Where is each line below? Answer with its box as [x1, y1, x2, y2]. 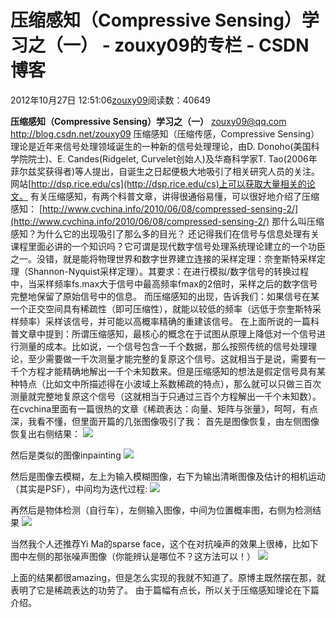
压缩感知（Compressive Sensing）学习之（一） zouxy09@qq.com [10, 115, 287, 127]
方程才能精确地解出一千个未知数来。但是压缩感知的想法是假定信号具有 [27, 365, 317, 377]
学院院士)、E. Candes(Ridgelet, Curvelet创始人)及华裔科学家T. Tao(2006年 [10, 152, 318, 165]
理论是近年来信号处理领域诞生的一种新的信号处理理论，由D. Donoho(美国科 [10, 140, 320, 152]
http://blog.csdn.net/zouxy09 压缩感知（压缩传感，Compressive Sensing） [10, 127, 320, 140]
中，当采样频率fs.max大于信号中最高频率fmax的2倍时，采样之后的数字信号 [10, 277, 318, 290]
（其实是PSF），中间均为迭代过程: [10, 482, 148, 495]
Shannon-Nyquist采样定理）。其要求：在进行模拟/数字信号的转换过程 [27, 265, 310, 277]
